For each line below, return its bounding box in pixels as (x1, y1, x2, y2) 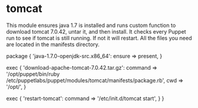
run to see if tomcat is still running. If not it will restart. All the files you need (6, 34, 193, 41)
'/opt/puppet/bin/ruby (6, 70, 60, 77)
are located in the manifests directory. (6, 41, 100, 48)
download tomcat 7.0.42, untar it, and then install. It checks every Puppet (6, 28, 187, 35)
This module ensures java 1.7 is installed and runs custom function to (6, 22, 176, 29)
